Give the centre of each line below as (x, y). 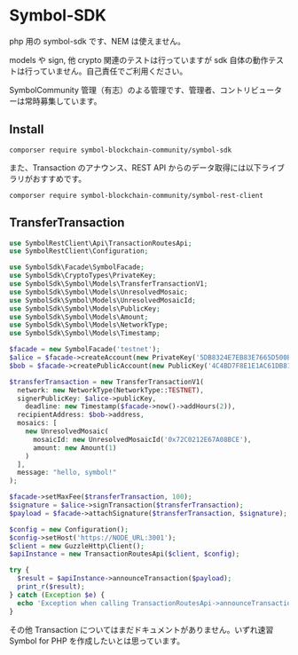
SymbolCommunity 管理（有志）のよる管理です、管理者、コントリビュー (142, 90)
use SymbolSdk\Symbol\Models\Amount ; (79, 317)
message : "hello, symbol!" (67, 473)
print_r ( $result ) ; (51, 587)
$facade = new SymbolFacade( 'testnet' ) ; (85, 350)
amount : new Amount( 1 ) (74, 448)
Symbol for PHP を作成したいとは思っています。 (97, 641)
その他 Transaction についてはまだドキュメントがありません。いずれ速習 (141, 629)
